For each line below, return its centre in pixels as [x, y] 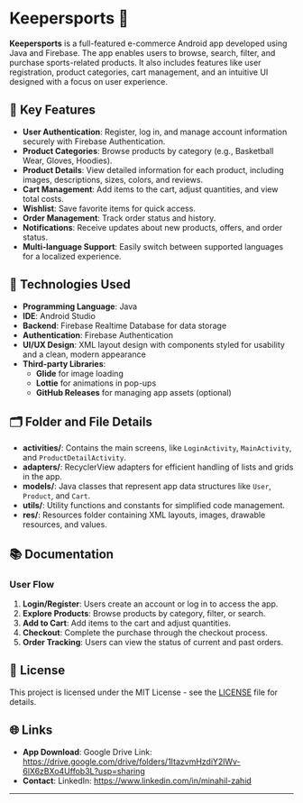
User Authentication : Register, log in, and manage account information [155, 132]
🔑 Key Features [53, 110]
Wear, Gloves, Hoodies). [67, 160]
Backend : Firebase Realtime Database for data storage [124, 325]
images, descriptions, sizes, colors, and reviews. [113, 179]
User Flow [32, 584]
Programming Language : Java [80, 306]
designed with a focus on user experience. [89, 81]
